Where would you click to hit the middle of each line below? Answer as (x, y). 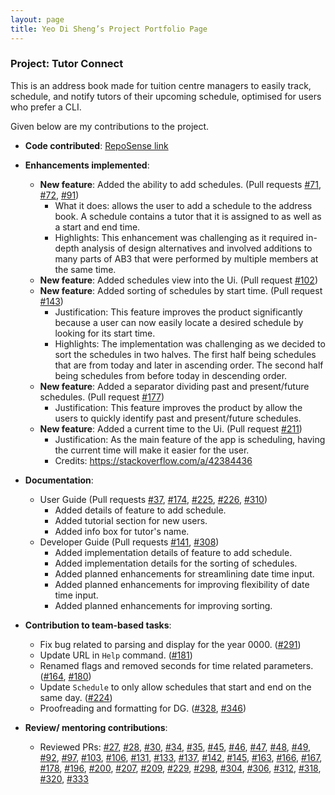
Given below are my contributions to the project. (110, 126)
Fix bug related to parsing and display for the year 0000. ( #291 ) (170, 644)
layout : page (37, 19)
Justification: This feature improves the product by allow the (178, 407)
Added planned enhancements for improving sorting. (163, 605)
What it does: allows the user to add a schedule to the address (183, 205)
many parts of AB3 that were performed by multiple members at (186, 258)
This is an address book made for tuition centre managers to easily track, (161, 85)
